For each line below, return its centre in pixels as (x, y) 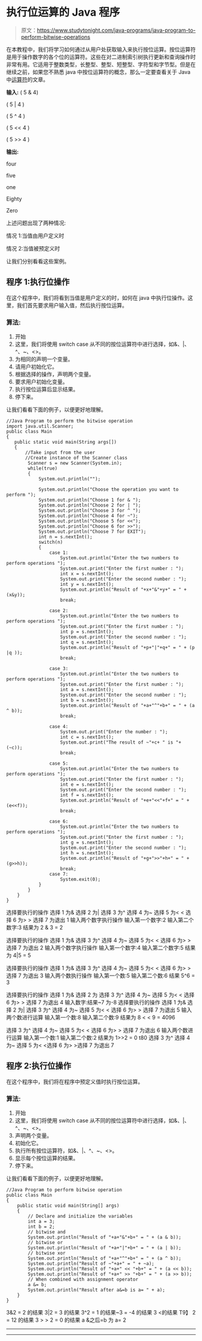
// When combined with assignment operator (83, 1280)
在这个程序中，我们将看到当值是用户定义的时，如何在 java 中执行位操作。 (97, 297)
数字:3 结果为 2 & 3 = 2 (35, 927)
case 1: (59, 553)
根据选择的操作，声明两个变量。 (54, 375)
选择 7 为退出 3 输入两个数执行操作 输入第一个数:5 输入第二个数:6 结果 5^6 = (101, 975)
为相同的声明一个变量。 (44, 359)
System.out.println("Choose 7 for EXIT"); (92, 532)
